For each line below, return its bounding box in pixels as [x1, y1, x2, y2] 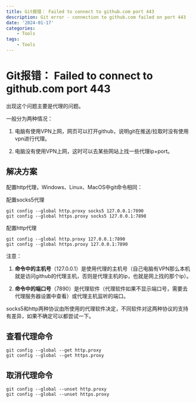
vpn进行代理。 [14, 135, 50, 142]
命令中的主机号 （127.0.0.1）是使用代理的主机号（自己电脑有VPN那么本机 [14, 265, 191, 272]
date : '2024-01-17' [6, 20, 54, 25]
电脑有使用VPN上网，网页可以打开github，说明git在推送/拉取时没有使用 [14, 127, 189, 135]
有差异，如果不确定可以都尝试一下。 [6, 312, 94, 319]
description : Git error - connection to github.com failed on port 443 [6, 14, 186, 20]
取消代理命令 [6, 370, 53, 380]
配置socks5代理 [6, 196, 45, 203]
